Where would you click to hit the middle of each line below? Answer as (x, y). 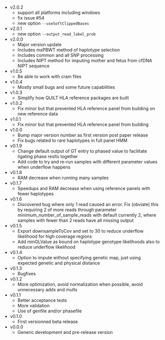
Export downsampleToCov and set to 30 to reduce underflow (80, 231)
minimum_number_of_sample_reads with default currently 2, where (87, 215)
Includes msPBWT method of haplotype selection (69, 50)
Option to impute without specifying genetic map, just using (79, 258)
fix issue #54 (31, 18)
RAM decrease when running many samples (63, 178)
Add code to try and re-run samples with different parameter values (88, 162)
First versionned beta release (48, 321)
